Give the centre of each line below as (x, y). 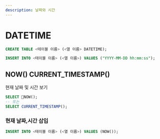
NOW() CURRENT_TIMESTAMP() (58, 74)
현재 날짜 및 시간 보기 (26, 87)
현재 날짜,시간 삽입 (27, 121)
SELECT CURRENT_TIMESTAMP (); (36, 106)
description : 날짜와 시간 (30, 10)
